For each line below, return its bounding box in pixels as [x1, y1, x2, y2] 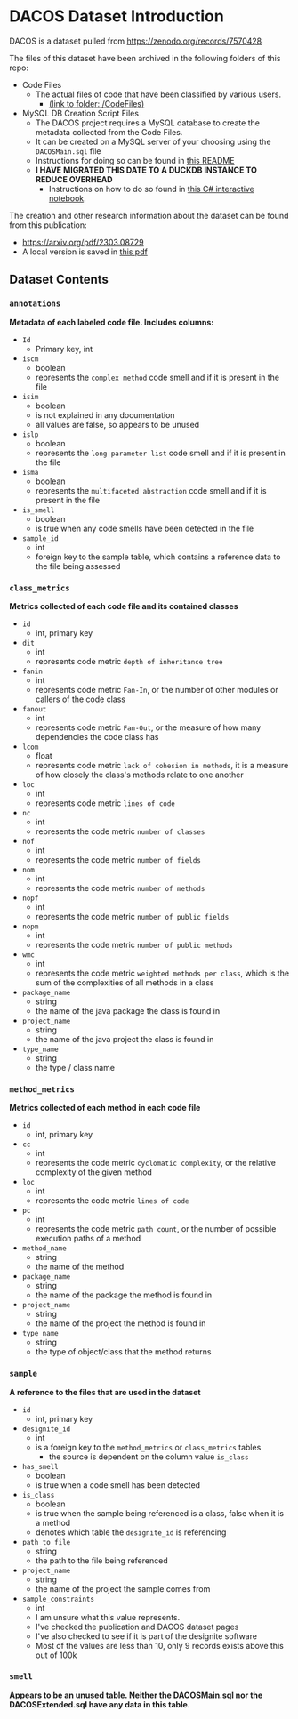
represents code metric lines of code [35, 798, 176, 808]
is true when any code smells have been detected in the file [35, 523, 254, 534]
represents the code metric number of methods [35, 882, 205, 893]
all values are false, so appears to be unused [35, 419, 200, 430]
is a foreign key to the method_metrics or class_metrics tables [35, 1442, 262, 1452]
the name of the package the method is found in [35, 1289, 213, 1300]
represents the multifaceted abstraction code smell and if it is [35, 485, 267, 495]
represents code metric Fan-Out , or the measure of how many [35, 722, 262, 733]
